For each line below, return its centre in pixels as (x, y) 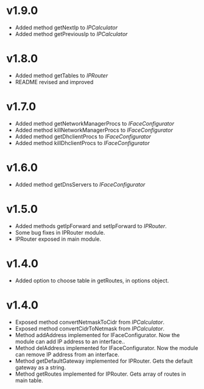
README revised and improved (54, 82)
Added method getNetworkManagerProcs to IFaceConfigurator (95, 123)
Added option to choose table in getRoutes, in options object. (92, 280)
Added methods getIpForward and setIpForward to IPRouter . (91, 226)
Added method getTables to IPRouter (62, 75)
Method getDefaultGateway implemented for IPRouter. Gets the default (104, 361)
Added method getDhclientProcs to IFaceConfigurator (83, 136)
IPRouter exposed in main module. (58, 239)
